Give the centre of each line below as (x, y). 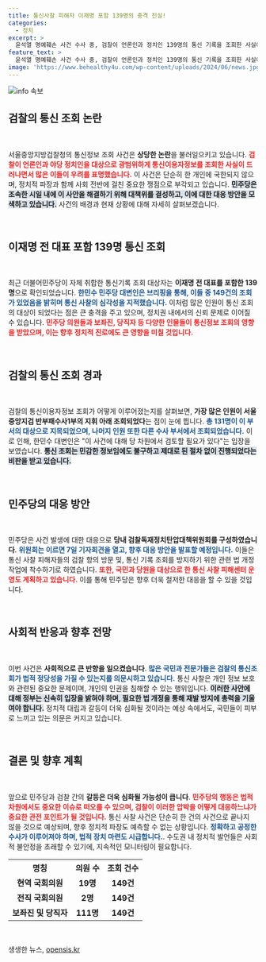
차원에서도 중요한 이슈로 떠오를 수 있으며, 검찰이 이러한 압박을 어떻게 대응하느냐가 (133, 806)
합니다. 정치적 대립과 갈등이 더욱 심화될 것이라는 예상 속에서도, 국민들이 (133, 708)
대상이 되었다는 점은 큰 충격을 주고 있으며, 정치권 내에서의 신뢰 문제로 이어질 (133, 313)
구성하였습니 (238, 540)
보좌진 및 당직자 (40, 913)
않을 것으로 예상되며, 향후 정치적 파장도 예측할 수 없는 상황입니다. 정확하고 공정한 (133, 826)
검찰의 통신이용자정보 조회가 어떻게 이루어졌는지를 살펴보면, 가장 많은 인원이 (125, 411)
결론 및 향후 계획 (46, 761)
